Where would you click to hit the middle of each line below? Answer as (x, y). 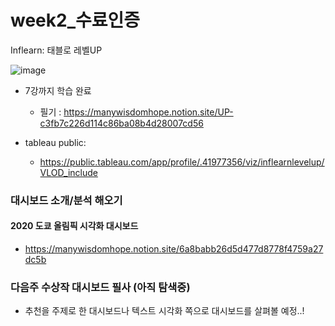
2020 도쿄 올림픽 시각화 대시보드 (74, 226)
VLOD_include (68, 172)
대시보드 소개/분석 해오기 (66, 200)
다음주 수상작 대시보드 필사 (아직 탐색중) (100, 287)
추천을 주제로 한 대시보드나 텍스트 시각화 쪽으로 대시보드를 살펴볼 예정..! (164, 311)
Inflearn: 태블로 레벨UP (56, 50)
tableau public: (55, 142)
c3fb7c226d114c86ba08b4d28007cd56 (121, 123)
